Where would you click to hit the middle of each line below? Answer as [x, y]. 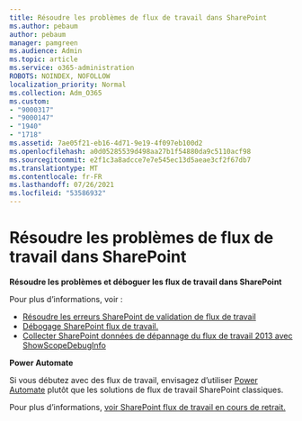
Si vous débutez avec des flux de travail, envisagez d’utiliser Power [134, 380]
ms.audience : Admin [46, 51]
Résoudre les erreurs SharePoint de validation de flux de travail [139, 317]
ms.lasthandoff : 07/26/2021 [62, 185]
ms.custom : [30, 101]
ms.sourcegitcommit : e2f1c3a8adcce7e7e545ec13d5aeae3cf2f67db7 [130, 160]
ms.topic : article [44, 59]
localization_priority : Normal [68, 85]
